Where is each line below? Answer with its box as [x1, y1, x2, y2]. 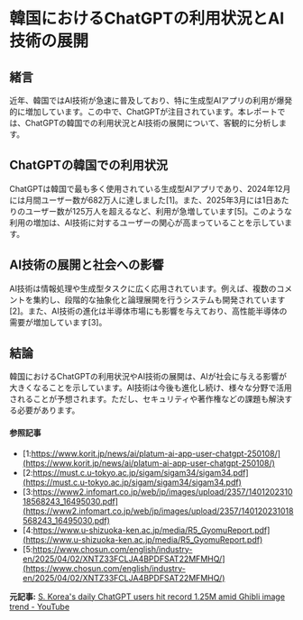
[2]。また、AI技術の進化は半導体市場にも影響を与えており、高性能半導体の [9, 305, 288, 316]
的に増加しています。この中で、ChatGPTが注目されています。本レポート [9, 106, 278, 117]
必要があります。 [16, 405, 80, 415]
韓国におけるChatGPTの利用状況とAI [9, 8, 285, 29]
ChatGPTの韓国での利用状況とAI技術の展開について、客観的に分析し [24, 118, 280, 128]
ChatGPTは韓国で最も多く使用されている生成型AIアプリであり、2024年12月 [9, 183, 291, 194]
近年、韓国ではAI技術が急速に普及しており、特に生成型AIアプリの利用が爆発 [9, 96, 293, 105]
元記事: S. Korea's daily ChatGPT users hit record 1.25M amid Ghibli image [9, 591, 286, 602]
